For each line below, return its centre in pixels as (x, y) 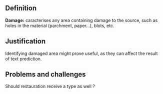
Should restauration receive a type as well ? (50, 86)
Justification (25, 41)
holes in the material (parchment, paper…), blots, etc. (60, 25)
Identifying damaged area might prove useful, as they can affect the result (81, 53)
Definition (21, 8)
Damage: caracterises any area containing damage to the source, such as (81, 20)
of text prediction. (23, 58)
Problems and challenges (45, 74)
